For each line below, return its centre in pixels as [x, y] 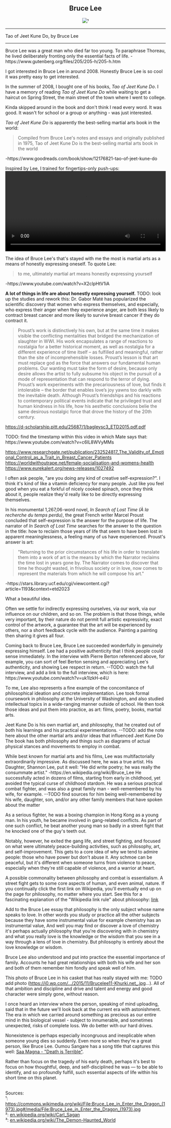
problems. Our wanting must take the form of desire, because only [88, 368]
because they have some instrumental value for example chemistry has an [83, 920]
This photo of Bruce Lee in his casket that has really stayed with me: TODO [84, 978]
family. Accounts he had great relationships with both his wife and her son [83, 962]
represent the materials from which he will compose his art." [81, 573]
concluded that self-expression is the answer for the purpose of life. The [81, 520]
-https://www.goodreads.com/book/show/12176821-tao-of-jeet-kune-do [81, 158]
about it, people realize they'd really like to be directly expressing [74, 494]
